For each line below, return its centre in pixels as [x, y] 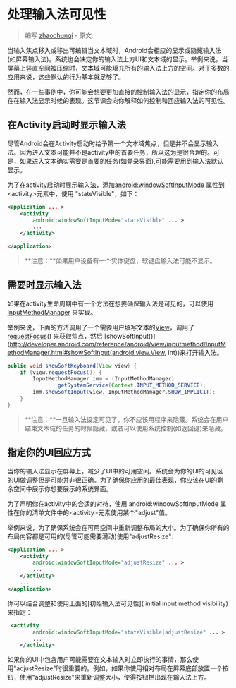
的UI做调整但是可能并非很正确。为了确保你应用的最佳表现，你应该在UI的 [112, 480]
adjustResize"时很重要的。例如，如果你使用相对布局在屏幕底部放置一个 [120, 668]
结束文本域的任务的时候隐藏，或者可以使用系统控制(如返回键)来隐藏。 [126, 428]
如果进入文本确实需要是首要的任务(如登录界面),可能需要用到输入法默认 [122, 161]
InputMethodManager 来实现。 [52, 312]
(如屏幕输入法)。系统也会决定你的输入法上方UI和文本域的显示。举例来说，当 [118, 59]
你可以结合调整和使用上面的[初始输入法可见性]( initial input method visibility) [118, 603]
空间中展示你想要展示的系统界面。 [63, 488]
